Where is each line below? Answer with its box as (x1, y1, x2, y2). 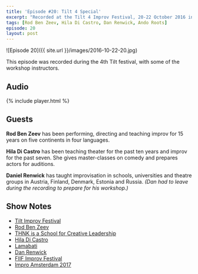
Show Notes (6, 201, 52, 211)
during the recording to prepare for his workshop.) (6, 184, 128, 191)
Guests (6, 115, 34, 125)
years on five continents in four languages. (6, 136, 110, 143)
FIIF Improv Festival (14, 255, 62, 262)
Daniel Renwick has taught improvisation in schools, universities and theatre (6, 172, 192, 179)
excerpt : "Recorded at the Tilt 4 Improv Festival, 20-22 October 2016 (6, 14, 186, 20)
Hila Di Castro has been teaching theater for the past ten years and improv (6, 148, 187, 155)
